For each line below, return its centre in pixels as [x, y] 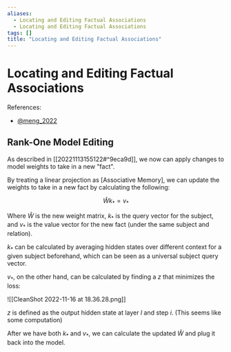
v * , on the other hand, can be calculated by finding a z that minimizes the [111, 277]
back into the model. [36, 342]
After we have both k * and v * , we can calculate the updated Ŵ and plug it [111, 334]
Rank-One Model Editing [60, 142]
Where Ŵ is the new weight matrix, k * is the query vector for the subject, [110, 216]
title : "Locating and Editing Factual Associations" [84, 39]
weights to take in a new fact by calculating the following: [89, 187]
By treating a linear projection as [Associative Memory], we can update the [113, 180]
